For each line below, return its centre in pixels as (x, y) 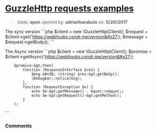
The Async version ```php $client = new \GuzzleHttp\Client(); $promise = (78, 51)
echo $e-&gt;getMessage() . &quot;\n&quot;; (78, 91)
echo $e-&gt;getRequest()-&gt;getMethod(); (76, 95)
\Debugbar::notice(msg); (57, 78)
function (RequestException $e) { (58, 87)
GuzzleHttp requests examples (69, 9)
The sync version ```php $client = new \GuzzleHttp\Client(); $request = (77, 31)
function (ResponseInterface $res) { (61, 70)
